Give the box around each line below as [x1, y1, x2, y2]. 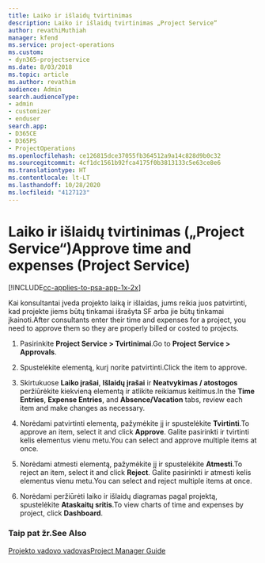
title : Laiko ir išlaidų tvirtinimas [8, 11, 133, 20]
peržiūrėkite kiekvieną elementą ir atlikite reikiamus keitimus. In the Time [19, 386, 256, 396]
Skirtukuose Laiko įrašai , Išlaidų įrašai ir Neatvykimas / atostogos [19, 377, 238, 387]
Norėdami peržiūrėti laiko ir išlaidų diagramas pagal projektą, [19, 491, 218, 500]
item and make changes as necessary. [19, 403, 145, 412]
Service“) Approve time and [8, 239, 191, 258]
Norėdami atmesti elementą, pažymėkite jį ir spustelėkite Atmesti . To [19, 459, 243, 469]
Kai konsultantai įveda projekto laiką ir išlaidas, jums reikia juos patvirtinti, [8, 298, 248, 308]
